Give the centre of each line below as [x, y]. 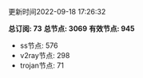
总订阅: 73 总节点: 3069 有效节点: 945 [71, 29]
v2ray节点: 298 [45, 55]
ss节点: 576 [39, 45]
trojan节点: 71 [42, 65]
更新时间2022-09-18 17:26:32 [57, 12]
